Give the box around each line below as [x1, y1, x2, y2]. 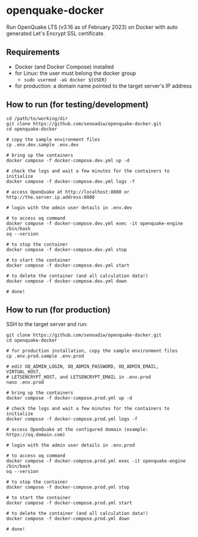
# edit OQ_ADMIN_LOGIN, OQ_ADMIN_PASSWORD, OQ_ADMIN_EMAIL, [6, 364, 160, 370]
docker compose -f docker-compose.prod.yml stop [6, 484, 130, 490]
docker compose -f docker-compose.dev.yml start [6, 262, 130, 268]
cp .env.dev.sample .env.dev [6, 141, 79, 147]
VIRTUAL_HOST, [6, 369, 42, 375]
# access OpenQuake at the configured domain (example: [6, 427, 148, 433]
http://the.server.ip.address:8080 [6, 194, 95, 200]
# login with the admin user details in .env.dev [6, 204, 133, 210]
